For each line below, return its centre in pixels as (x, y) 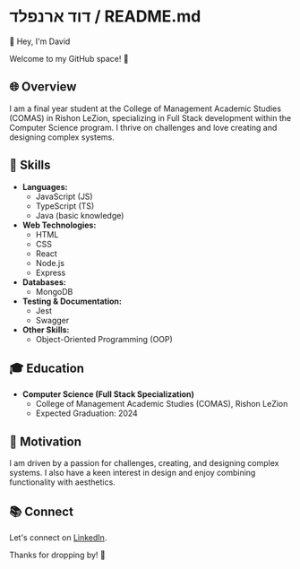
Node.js (50, 263)
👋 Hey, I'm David (40, 41)
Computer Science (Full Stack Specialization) (108, 394)
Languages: (45, 186)
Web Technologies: (59, 225)
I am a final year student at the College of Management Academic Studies (146, 108)
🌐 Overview (43, 87)
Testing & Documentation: (72, 301)
